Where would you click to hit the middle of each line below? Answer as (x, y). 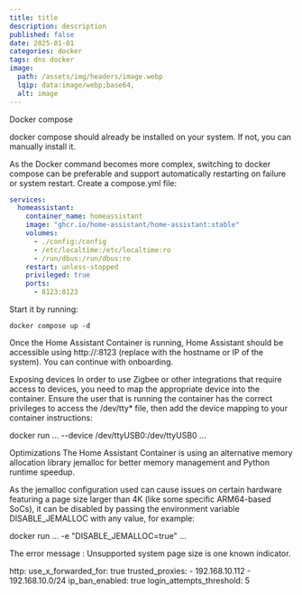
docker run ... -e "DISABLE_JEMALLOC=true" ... (98, 536)
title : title (34, 18)
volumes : (42, 233)
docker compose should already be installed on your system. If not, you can (150, 137)
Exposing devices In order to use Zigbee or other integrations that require (146, 379)
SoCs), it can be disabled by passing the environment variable (125, 509)
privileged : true (58, 275)
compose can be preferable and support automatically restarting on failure (148, 174)
